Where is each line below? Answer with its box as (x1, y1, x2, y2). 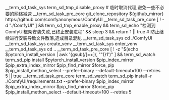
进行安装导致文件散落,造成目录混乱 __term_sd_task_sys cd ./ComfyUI (9, 35, 153, 41)
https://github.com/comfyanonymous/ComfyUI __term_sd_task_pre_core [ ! (5, 17, 161, 22)
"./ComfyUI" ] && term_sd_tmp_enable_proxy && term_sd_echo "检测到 (9, 22, 156, 28)
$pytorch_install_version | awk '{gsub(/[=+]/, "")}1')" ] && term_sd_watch (5, 52, 155, 57)
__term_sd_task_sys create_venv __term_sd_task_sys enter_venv (5, 41, 138, 46)
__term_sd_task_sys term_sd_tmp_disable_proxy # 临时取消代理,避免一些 (5, 5, 155, 10)
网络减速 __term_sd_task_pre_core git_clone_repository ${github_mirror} (14, 11, 164, 17)
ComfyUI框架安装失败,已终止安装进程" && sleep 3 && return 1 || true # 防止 (5, 29, 160, 34)
